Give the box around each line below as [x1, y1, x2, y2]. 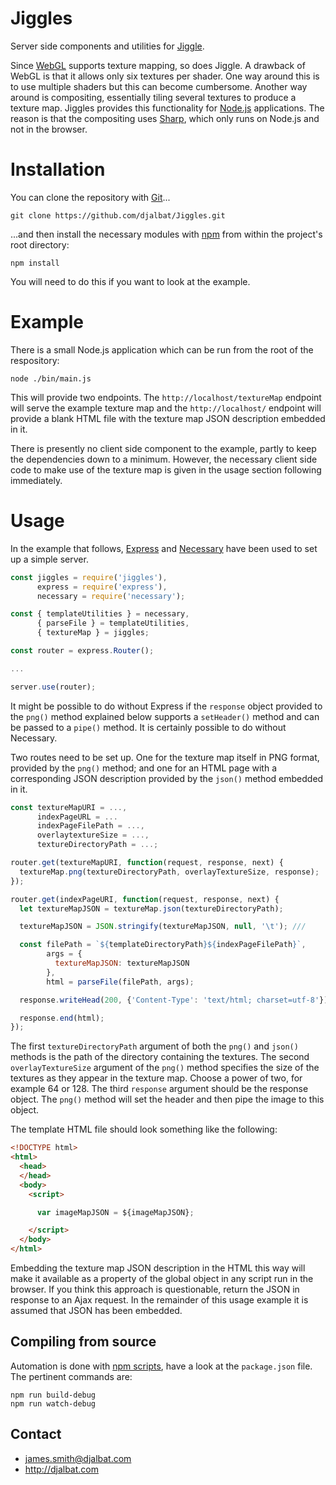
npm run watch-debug [10, 1398, 97, 1409]
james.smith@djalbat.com [24, 1452, 132, 1464]
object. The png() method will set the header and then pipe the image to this [10, 1093, 325, 1106]
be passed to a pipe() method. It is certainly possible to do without [10, 721, 287, 733]
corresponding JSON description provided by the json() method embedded [10, 772, 324, 784]
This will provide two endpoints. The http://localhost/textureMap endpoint [10, 391, 322, 403]
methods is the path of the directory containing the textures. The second [10, 1051, 310, 1063]
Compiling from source [10, 1333, 157, 1351]
